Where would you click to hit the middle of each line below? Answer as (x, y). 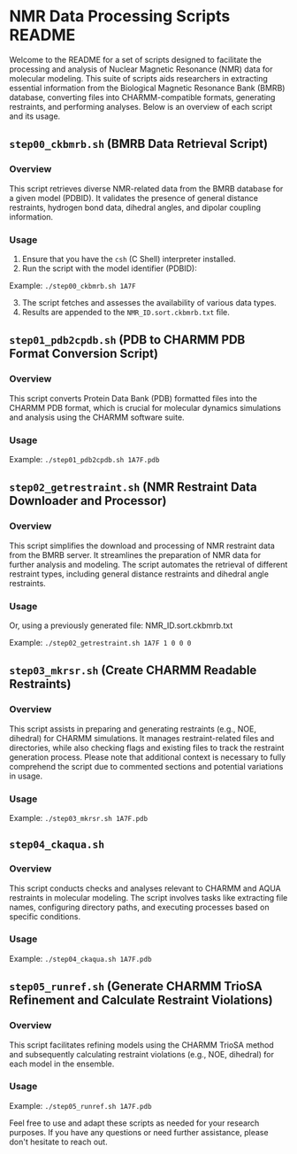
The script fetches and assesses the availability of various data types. (149, 302)
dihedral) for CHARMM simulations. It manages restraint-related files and (142, 738)
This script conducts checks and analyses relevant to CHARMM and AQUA (145, 888)
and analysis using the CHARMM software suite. (97, 417)
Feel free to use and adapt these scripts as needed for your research (134, 1123)
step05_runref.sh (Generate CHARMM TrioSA (136, 986)
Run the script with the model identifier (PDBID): (109, 268)
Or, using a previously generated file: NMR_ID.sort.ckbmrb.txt (121, 625)
